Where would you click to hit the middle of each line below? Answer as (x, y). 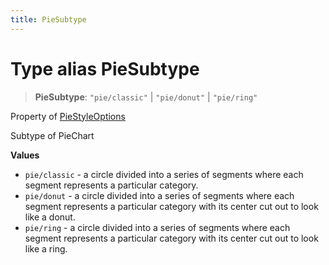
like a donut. (50, 217)
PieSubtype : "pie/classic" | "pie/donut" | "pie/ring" (146, 97)
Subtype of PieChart (52, 135)
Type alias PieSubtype (105, 68)
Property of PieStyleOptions (68, 116)
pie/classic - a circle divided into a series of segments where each (164, 174)
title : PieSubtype (48, 19)
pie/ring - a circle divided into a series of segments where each (157, 227)
